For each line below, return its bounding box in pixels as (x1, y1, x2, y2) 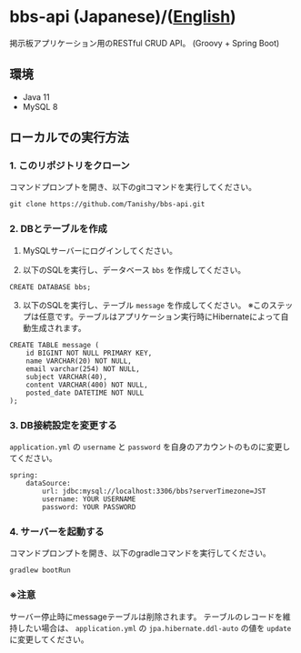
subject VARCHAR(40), (25, 372, 107, 381)
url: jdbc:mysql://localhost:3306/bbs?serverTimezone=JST (42, 487, 266, 497)
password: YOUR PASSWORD (42, 503, 136, 512)
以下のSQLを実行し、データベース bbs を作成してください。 (22, 264, 246, 275)
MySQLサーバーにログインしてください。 (22, 245, 178, 256)
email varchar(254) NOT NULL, (25, 364, 141, 374)
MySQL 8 (22, 101, 58, 112)
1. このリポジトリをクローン (9, 159, 130, 172)
